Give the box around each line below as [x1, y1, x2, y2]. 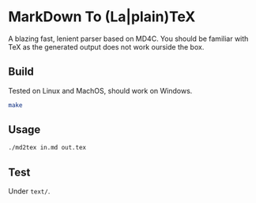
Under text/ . [8, 186, 51, 196]
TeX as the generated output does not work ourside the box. [8, 42, 205, 51]
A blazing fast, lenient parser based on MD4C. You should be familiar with [8, 34, 249, 43]
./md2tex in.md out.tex [8, 144, 87, 152]
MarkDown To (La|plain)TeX [8, 8, 196, 26]
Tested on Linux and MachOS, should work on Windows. [8, 86, 193, 95]
